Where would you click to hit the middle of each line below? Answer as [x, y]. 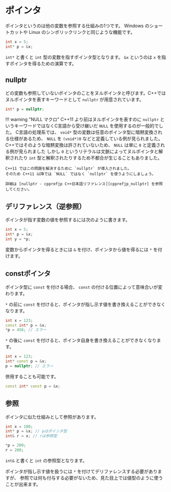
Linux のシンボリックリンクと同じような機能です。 [82, 32]
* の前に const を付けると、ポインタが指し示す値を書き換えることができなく [86, 304]
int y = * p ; [18, 239]
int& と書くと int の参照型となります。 [46, 460]
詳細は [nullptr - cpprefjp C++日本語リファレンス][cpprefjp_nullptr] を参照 [84, 184]
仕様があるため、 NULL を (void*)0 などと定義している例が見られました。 [86, 139]
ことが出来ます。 [23, 484]
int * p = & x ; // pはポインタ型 [36, 431]
